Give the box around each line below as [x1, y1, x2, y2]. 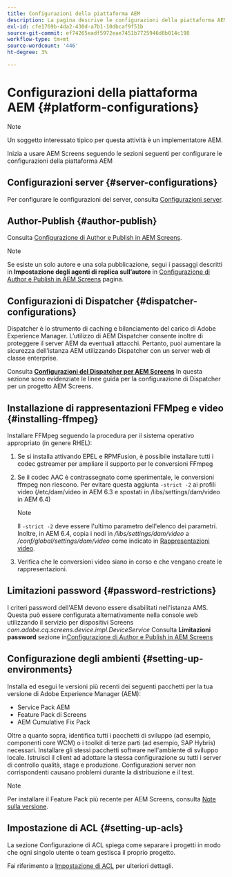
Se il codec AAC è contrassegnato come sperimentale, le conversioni [17, 473, 215, 482]
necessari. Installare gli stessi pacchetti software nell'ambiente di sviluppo [7, 746, 219, 754]
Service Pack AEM [17, 703, 70, 711]
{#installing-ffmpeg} [7, 413, 99, 425]
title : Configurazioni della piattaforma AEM [7, 10, 140, 17]
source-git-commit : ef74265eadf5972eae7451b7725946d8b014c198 [7, 29, 190, 37]
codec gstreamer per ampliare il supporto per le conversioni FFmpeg [17, 460, 213, 468]
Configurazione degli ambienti [7, 653, 141, 665]
